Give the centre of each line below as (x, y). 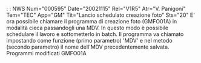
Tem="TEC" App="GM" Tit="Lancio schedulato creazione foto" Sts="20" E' (101, 15)
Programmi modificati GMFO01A (46, 53)
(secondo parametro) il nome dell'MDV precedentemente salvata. (88, 47)
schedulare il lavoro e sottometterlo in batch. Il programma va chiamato (95, 34)
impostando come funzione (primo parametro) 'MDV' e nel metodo (89, 40)
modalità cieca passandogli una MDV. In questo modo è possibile (87, 28)
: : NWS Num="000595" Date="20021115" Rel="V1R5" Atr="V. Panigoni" (96, 9)
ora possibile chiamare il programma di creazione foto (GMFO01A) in (92, 21)
